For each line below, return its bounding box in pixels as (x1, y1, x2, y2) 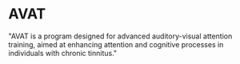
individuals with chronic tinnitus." (8, 48, 118, 58)
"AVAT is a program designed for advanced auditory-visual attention (8, 31, 233, 41)
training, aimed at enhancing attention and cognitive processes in (8, 39, 224, 49)
